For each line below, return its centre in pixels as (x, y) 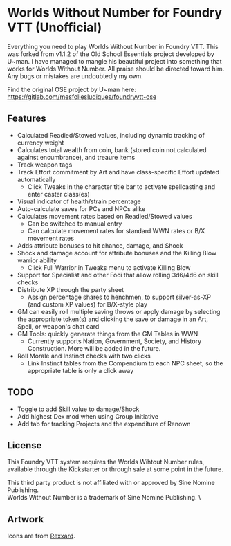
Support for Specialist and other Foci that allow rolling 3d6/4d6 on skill (118, 275)
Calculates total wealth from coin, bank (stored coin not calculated (112, 149)
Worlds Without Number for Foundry (115, 13)
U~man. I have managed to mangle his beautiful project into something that (114, 61)
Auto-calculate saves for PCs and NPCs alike (81, 208)
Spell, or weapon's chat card (58, 326)
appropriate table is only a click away (81, 370)
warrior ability (37, 260)
